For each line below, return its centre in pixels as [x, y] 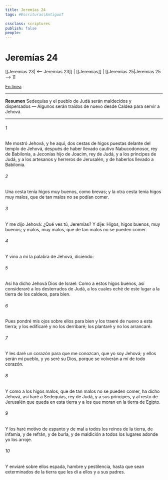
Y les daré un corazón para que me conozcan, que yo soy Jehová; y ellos [81, 354]
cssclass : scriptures [28, 24]
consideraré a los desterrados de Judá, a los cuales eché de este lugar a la [82, 289]
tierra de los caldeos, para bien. [38, 294]
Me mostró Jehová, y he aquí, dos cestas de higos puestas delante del [78, 143]
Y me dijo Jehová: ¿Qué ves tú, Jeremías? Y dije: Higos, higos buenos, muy [83, 224]
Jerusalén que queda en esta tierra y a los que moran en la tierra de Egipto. [83, 402]
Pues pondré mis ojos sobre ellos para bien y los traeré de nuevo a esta [79, 321]
